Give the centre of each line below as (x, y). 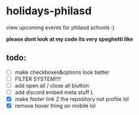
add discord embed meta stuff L (54, 92)
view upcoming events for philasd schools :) (61, 27)
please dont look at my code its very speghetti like (69, 39)
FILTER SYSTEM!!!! (38, 79)
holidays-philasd (49, 11)
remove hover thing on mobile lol (55, 106)
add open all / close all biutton (52, 85)
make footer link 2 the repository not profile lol (72, 99)
